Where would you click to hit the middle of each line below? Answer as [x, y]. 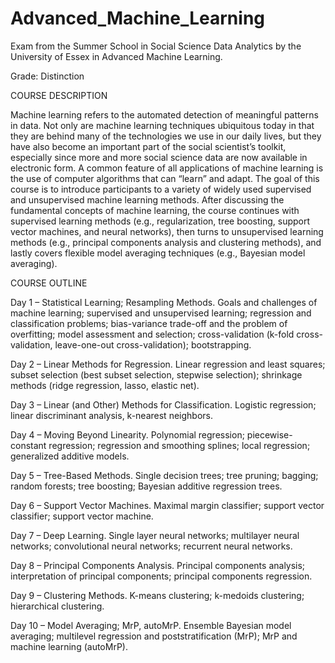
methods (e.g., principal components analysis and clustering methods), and [166, 242]
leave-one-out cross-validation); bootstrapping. [153, 344]
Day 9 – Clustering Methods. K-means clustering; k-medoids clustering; [157, 595]
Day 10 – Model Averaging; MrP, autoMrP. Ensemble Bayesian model [151, 625]
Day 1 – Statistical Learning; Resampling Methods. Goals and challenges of [164, 302]
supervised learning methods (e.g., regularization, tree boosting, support [160, 221]
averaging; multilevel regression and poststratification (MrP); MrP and [154, 636]
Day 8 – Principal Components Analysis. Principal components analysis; [158, 565]
